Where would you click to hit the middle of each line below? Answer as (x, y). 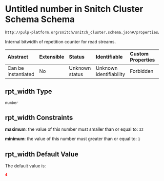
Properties (143, 60)
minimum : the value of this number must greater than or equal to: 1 (73, 139)
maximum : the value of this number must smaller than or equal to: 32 (74, 129)
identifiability (110, 74)
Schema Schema (40, 19)
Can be (16, 68)
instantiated (21, 74)
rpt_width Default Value (42, 154)
